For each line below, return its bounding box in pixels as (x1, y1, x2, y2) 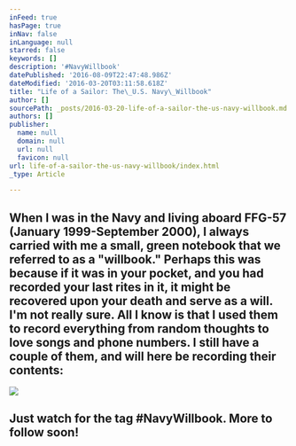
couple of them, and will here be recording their (9, 348, 277, 364)
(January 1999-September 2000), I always (9, 223, 250, 239)
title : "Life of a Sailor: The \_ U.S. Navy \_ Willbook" (9, 87, 213, 96)
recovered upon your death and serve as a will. (9, 293, 273, 309)
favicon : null (17, 153, 69, 162)
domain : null (17, 137, 66, 145)
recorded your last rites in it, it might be (9, 279, 231, 294)
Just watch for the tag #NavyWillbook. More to (9, 411, 273, 426)
